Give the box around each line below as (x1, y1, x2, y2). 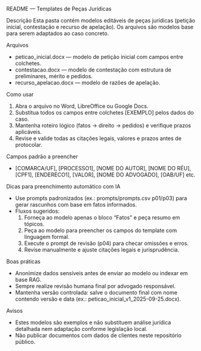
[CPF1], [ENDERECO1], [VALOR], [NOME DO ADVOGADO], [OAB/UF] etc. (15, 171, 196, 178)
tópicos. (24, 221, 45, 227)
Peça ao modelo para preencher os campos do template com (24, 227, 177, 234)
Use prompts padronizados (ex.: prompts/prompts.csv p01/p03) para (15, 195, 188, 202)
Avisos (6, 307, 23, 314)
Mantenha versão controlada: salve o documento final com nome (15, 289, 177, 296)
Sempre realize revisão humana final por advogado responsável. (15, 282, 176, 290)
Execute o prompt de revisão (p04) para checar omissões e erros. (24, 239, 189, 247)
